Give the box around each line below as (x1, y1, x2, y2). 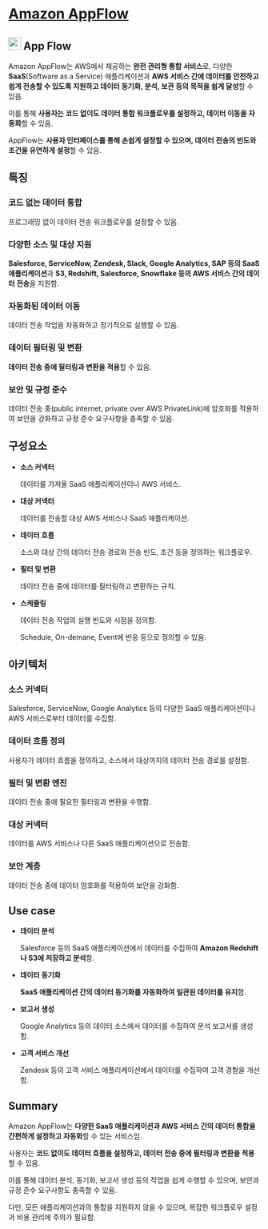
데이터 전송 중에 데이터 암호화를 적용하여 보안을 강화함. (8, 880, 179, 890)
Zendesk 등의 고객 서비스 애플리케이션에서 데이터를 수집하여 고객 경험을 (19, 1066, 246, 1075)
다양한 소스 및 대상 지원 (8, 239, 92, 250)
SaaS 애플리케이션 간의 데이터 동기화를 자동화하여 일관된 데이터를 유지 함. (19, 987, 246, 997)
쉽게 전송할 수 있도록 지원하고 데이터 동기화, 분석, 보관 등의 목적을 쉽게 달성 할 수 (8, 82, 254, 90)
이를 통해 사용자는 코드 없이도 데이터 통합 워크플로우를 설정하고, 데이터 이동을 (8, 109, 247, 118)
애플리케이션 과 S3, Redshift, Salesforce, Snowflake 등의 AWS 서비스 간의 (8, 268, 246, 278)
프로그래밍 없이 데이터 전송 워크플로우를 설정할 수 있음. (8, 217, 179, 227)
